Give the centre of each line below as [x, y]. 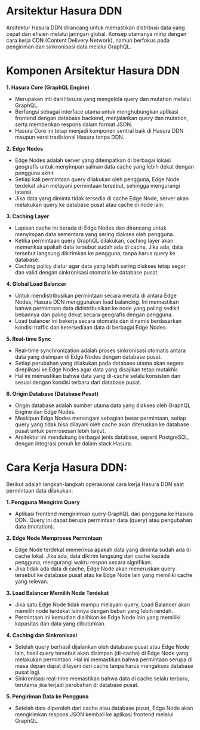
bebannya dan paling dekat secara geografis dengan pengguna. [94, 314]
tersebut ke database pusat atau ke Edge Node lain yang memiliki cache [104, 575]
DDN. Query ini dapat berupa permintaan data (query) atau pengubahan [103, 520]
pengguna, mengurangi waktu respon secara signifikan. [83, 562]
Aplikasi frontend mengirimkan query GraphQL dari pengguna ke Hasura [104, 514]
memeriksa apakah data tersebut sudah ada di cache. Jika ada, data [99, 247]
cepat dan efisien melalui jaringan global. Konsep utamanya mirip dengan [96, 33]
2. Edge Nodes [25, 148]
